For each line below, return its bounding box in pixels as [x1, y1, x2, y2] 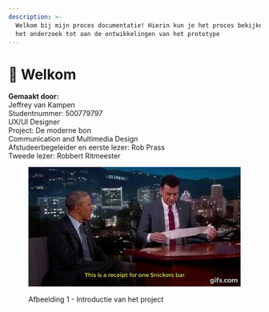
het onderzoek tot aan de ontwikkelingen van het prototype [15, 30, 220, 38]
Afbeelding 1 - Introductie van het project [28, 294, 164, 304]
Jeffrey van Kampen [8, 100, 76, 110]
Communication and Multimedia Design [8, 134, 139, 144]
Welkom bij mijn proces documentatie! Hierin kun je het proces [15, 21, 235, 30]
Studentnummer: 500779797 [8, 109, 103, 118]
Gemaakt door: [8, 92, 59, 102]
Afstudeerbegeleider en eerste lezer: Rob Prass [8, 142, 166, 152]
